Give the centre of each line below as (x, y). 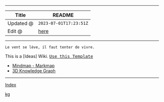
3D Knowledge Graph (34, 71)
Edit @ (15, 31)
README (63, 15)
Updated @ (20, 23)
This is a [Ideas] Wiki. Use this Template (49, 56)
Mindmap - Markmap (33, 66)
